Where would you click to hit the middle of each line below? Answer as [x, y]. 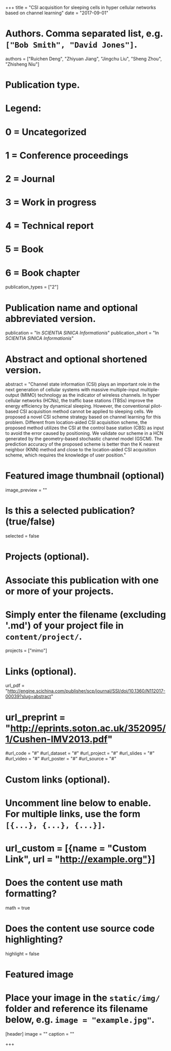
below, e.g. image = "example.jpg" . [80, 1020]
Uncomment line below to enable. [78, 803]
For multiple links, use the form [73, 814]
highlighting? [34, 940]
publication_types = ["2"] [32, 287]
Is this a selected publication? [70, 511]
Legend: [23, 109]
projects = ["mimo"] [26, 651]
